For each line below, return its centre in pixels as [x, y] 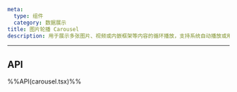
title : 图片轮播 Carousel [43, 29]
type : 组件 [29, 16]
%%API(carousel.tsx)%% [44, 81]
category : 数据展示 [40, 23]
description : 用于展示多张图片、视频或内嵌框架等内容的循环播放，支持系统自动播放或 [117, 36]
